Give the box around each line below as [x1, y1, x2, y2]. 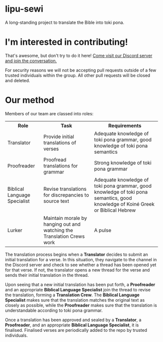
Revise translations [43, 185, 87, 192]
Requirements [108, 122, 142, 129]
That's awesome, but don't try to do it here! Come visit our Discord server [5, 53, 153, 58]
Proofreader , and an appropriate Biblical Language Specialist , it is [5, 322, 139, 328]
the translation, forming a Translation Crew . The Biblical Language [5, 292, 140, 298]
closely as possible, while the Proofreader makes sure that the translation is [5, 302, 157, 308]
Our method [5, 95, 54, 106]
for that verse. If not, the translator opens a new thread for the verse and [5, 267, 150, 273]
